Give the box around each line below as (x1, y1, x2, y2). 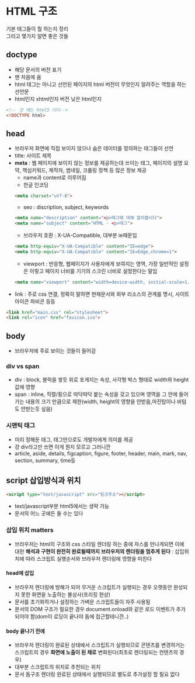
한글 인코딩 (23, 181, 48, 188)
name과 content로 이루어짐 (23, 174, 86, 181)
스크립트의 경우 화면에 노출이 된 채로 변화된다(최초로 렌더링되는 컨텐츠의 (14, 649, 178, 656)
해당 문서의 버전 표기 (14, 66, 62, 73)
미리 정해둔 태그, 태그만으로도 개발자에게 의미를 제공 (14, 436, 133, 443)
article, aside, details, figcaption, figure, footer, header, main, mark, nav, (14, 450, 188, 457)
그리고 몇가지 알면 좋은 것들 (6, 32, 69, 39)
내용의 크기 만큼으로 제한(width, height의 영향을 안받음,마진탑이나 (25, 398, 176, 405)
